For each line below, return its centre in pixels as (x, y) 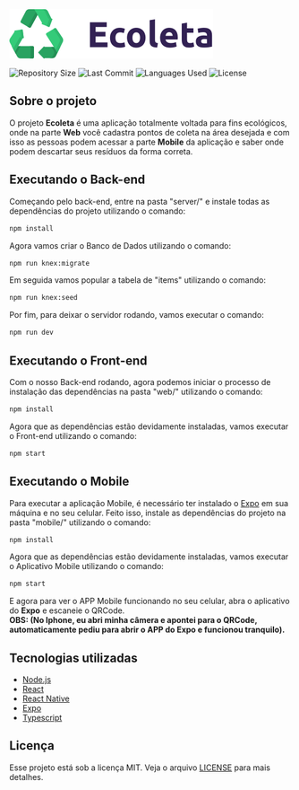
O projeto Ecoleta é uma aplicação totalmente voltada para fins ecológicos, (149, 123)
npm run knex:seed (43, 298)
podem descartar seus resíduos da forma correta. (101, 151)
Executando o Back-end (77, 180)
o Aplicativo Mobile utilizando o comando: (86, 566)
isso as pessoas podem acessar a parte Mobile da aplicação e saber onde (147, 142)
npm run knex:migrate (50, 263)
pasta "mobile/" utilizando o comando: (80, 522)
